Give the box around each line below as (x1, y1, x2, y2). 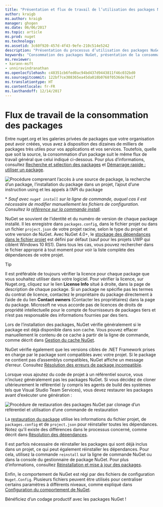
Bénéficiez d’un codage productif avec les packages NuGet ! (5, 496, 127, 502)
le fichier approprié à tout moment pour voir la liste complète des (5, 247, 135, 253)
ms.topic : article (5, 30, 42, 35)
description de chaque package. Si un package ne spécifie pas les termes (5, 287, 153, 292)
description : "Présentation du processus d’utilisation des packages (5, 48, 149, 53)
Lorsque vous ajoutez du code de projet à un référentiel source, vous (5, 372, 143, 378)
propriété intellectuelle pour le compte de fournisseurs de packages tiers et (5, 307, 156, 313)
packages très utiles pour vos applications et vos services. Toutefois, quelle (5, 146, 157, 152)
